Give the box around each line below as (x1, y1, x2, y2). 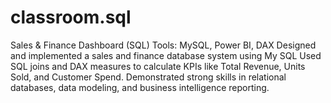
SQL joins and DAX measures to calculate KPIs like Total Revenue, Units (10, 60, 306, 72)
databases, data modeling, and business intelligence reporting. (10, 81, 270, 93)
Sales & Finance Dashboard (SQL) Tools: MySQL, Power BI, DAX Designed (10, 39, 317, 51)
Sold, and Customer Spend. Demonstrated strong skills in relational (10, 71, 287, 83)
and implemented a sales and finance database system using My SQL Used (10, 49, 322, 61)
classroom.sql (10, 6, 132, 29)
